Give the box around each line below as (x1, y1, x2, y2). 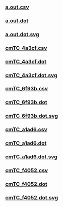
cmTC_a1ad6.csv (5, 126, 47, 133)
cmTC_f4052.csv (5, 166, 48, 174)
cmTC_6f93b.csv (5, 85, 48, 92)
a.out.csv (5, 4, 29, 11)
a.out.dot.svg (5, 30, 39, 38)
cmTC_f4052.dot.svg (5, 194, 58, 201)
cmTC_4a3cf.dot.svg (5, 72, 57, 79)
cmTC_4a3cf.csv (5, 44, 47, 51)
